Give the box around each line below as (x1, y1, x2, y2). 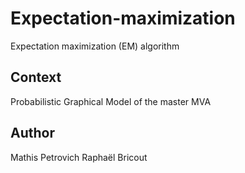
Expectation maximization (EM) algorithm (10, 40, 180, 52)
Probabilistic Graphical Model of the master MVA (10, 95, 212, 107)
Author (10, 125, 55, 142)
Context (10, 69, 62, 86)
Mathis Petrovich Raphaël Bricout (10, 151, 148, 163)
